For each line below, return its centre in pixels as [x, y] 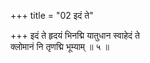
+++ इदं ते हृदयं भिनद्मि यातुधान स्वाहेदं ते [75, 35]
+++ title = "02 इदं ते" [52, 15]
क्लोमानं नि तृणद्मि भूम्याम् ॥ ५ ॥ [60, 46]
